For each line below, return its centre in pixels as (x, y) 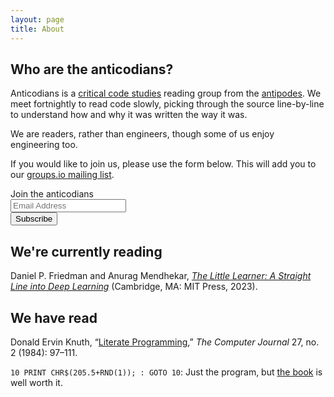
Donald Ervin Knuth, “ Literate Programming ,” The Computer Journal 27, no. (165, 342)
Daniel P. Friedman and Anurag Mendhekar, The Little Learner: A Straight (161, 276)
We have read (54, 317)
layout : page (37, 19)
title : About (37, 29)
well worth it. (36, 382)
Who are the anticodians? (92, 69)
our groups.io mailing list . (62, 175)
